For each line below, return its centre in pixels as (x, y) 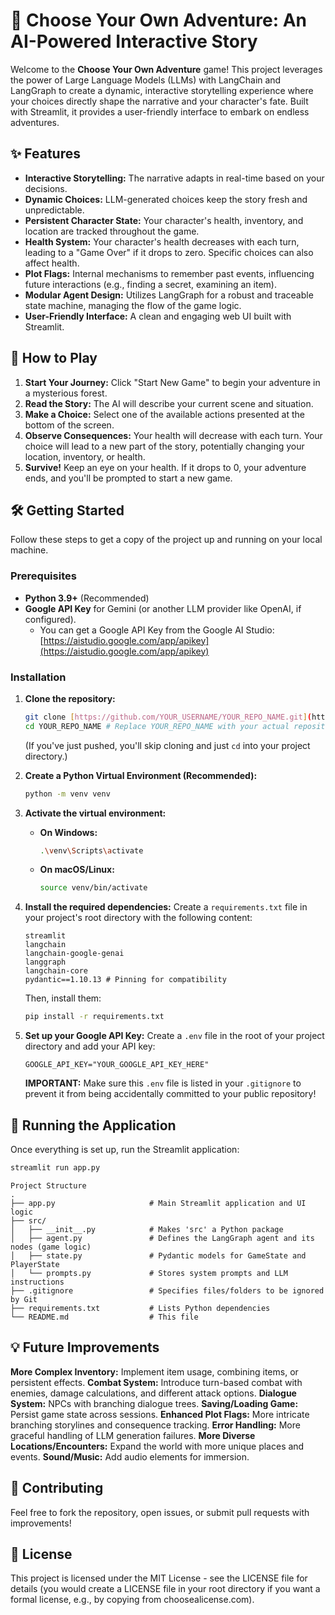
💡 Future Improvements (85, 1347)
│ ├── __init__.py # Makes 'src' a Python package (147, 1229)
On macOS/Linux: (77, 870)
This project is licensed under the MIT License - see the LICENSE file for (159, 1578)
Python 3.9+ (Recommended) (87, 598)
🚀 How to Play (54, 358)
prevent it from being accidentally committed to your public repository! (170, 1094)
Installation (38, 677)
